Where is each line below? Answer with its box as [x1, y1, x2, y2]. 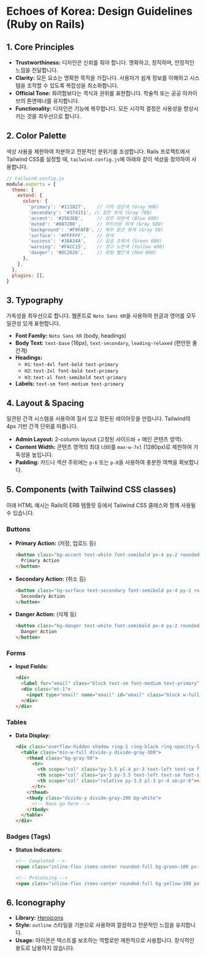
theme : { [12, 187, 34, 193]
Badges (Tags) [6, 832, 51, 841]
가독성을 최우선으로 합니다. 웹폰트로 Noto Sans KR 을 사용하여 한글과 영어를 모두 [6, 312, 196, 320]
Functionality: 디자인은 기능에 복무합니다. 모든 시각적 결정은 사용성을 [15, 105, 183, 112]
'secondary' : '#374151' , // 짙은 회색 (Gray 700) [28, 210, 153, 216]
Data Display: [15, 732, 51, 739]
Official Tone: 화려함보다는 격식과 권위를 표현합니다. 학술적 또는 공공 [15, 90, 181, 96]
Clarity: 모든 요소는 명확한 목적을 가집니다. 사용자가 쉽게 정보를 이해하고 [15, 74, 189, 81]
